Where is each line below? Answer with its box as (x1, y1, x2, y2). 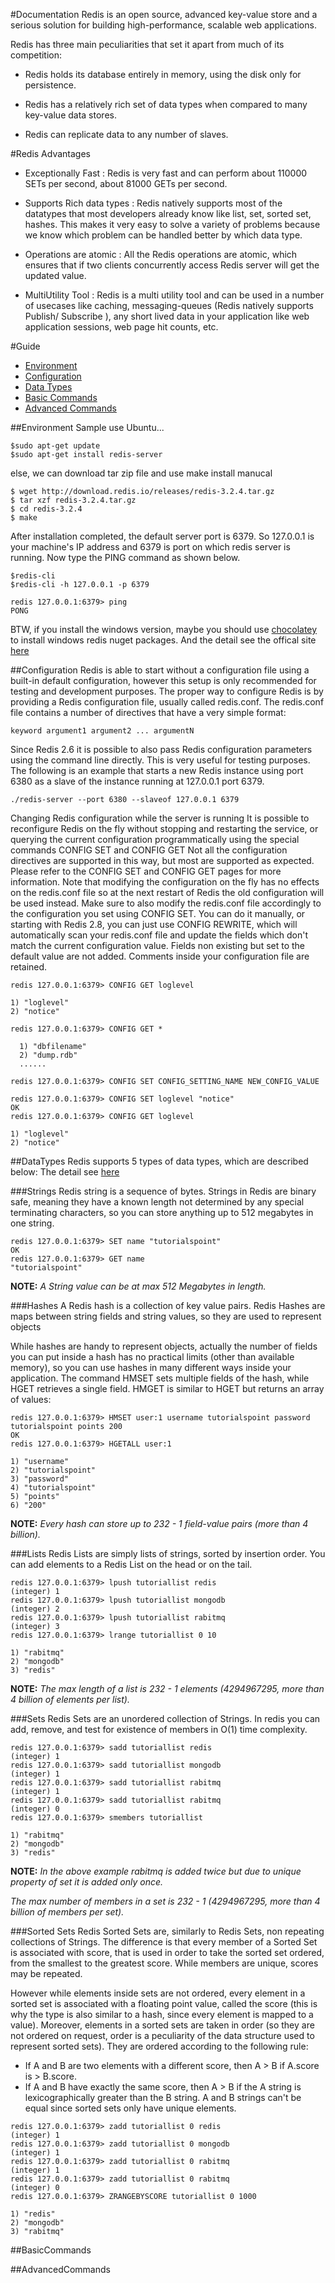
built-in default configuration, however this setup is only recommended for (10, 675, 317, 686)
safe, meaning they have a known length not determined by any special (10, 1196, 305, 1208)
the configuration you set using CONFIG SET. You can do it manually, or (10, 908, 306, 919)
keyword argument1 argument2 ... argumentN (10, 726, 195, 736)
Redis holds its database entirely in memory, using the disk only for (24, 69, 302, 80)
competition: (10, 49, 63, 61)
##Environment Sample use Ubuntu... (10, 422, 165, 433)
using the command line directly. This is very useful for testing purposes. (10, 754, 311, 766)
